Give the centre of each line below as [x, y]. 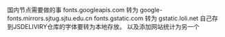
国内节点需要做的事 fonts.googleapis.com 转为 [73, 10]
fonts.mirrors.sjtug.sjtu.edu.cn [50, 18]
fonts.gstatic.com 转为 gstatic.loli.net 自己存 [156, 18]
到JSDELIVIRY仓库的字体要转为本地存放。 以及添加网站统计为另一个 [103, 27]
